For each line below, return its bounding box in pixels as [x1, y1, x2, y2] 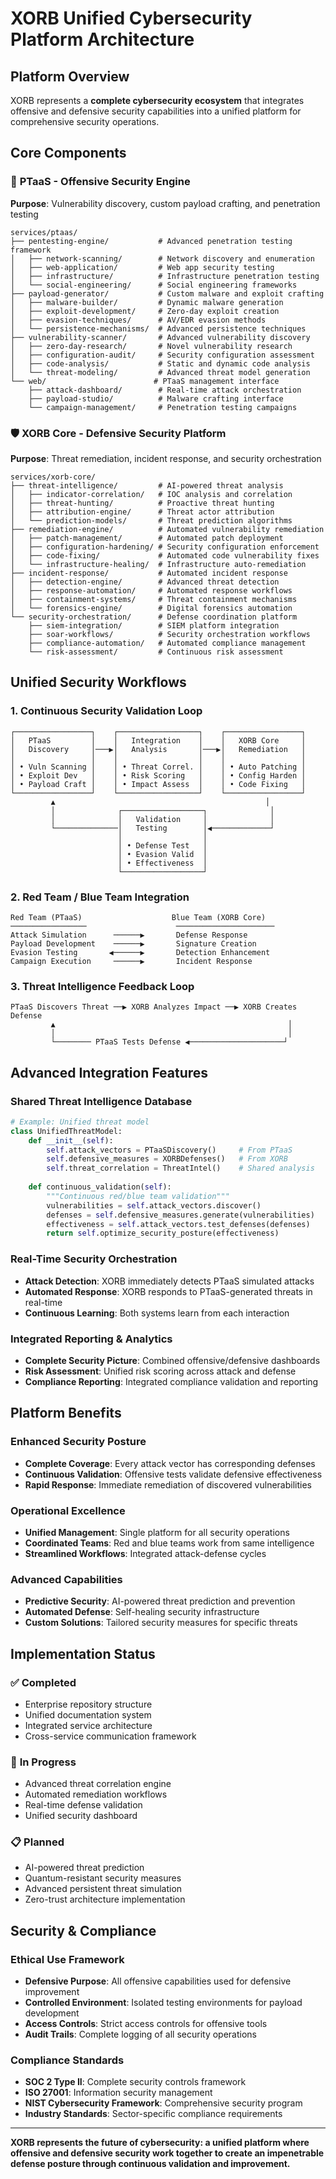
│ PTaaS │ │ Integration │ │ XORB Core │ [10, 735, 307, 746]
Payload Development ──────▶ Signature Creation [10, 938, 257, 949]
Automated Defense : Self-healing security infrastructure [24, 1606, 260, 1618]
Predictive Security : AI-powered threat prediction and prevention [24, 1595, 296, 1607]
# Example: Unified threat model [10, 1117, 150, 1127]
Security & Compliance [10, 1922, 157, 1939]
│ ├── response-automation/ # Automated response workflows [10, 585, 293, 596]
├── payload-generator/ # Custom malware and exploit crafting [10, 288, 325, 299]
